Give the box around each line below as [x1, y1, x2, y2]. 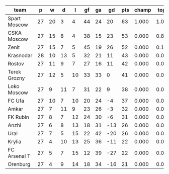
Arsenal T [8, 153, 31, 159]
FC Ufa [8, 98, 24, 104]
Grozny [8, 75, 25, 81]
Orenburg [8, 161, 31, 167]
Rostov [8, 60, 24, 67]
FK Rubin [8, 114, 29, 120]
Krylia [8, 138, 22, 145]
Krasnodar [8, 52, 33, 59]
